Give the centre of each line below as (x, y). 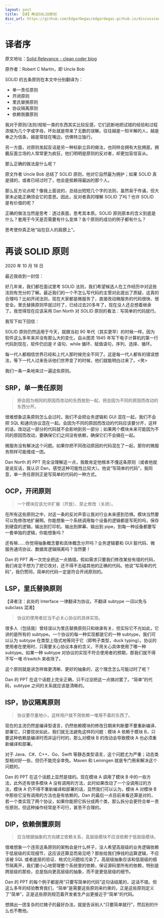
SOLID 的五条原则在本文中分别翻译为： (44, 80)
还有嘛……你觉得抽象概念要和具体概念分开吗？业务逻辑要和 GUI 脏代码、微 (80, 543)
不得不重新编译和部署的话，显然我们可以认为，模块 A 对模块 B (94, 789)
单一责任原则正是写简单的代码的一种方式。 (56, 474)
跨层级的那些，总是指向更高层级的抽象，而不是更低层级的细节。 (69, 872)
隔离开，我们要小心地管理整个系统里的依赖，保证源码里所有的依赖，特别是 (84, 866)
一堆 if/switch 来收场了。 (38, 659)
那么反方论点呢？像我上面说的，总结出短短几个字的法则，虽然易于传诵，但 (80, 191)
